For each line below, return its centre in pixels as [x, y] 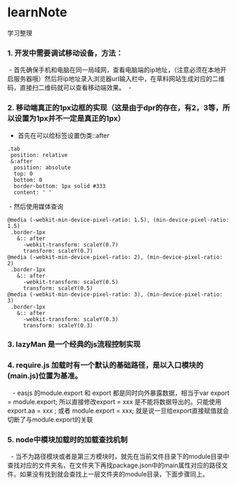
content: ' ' [33, 192]
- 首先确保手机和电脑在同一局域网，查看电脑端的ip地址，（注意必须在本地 [115, 70]
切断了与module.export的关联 [50, 419]
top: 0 [23, 174]
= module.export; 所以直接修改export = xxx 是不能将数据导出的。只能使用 [114, 401]
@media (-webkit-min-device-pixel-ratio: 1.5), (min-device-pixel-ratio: [118, 220]
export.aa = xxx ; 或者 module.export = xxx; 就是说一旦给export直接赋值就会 [118, 410]
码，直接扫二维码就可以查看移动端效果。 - [70, 88]
